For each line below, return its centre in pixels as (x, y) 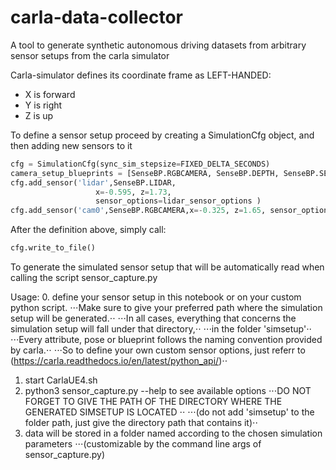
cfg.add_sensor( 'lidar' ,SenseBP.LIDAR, (93, 182)
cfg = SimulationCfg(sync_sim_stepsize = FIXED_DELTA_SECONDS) (140, 164)
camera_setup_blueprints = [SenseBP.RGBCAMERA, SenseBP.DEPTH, (145, 173)
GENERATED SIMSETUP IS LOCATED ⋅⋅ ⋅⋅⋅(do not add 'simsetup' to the (169, 412)
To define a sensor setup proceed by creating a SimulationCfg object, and (162, 135)
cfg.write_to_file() (53, 248)
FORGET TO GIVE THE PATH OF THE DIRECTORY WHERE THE (153, 402)
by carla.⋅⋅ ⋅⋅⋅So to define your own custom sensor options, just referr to (158, 350)
